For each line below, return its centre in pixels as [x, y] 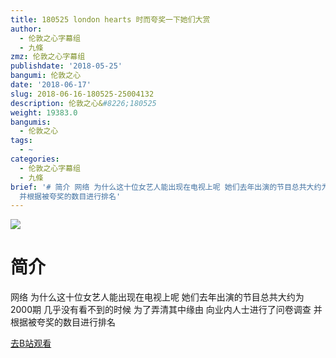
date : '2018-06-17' [51, 85]
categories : [35, 159]
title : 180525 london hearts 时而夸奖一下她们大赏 [110, 19]
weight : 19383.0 [44, 112]
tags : [21, 141]
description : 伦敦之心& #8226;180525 [83, 103]
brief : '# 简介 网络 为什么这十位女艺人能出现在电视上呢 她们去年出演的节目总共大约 [166, 187]
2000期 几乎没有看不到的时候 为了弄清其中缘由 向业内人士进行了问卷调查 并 [166, 310]
